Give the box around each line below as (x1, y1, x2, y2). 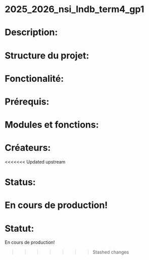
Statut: (5, 223, 34, 234)
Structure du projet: (5, 49, 89, 61)
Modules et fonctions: (5, 119, 99, 131)
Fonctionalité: (5, 73, 64, 84)
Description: (5, 27, 58, 38)
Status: (5, 177, 36, 188)
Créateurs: (5, 142, 51, 153)
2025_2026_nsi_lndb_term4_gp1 (5, 4, 144, 15)
